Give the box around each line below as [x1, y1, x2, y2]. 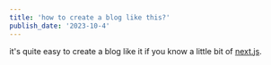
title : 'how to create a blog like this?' [9, 12, 170, 22]
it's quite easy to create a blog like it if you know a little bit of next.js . [9, 45, 262, 56]
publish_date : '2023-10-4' [9, 21, 110, 30]
